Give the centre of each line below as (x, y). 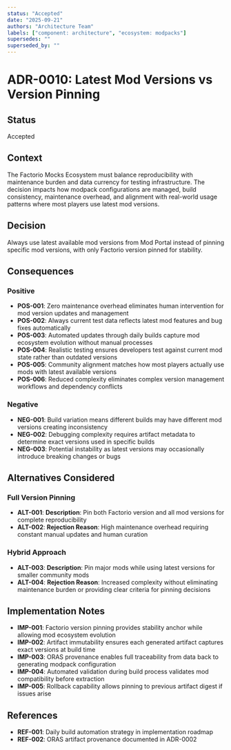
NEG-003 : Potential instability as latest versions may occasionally (111, 448)
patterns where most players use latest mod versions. (83, 204)
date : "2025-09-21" (35, 20)
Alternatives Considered (61, 478)
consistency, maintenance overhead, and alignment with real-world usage (112, 197)
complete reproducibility (52, 520)
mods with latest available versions (67, 372)
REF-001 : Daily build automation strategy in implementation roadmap (115, 732)
